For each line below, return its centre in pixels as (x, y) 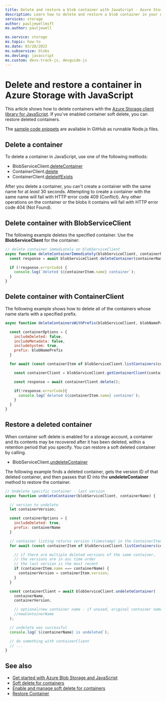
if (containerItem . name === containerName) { (62, 569)
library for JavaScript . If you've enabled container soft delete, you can (76, 114)
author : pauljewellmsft (30, 24)
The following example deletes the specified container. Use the (69, 235)
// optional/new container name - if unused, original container (83, 610)
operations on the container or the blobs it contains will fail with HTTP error (82, 202)
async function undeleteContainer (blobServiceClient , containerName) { (80, 496)
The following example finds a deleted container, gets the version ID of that (82, 471)
